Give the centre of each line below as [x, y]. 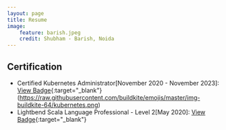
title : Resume [27, 20]
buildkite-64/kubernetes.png [57, 105]
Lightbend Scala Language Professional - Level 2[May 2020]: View [111, 112]
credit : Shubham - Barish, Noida [67, 39]
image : [16, 26]
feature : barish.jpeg [50, 32]
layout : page [26, 13]
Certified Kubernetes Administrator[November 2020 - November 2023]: [118, 83]
